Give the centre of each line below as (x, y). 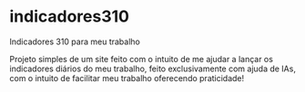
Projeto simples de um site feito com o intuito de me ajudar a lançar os (141, 59)
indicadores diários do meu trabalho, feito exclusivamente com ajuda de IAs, (152, 69)
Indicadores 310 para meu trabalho (75, 41)
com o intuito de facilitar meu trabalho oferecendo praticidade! (127, 78)
